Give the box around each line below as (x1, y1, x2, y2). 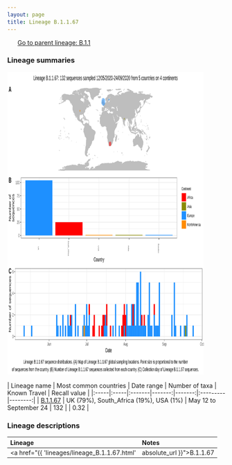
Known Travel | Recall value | (7, 388, 90, 397)
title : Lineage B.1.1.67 (7, 18, 79, 26)
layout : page (7, 11, 45, 18)
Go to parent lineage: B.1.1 (17, 38, 91, 46)
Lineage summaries (7, 55, 75, 65)
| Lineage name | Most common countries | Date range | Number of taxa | (7, 381, 217, 390)
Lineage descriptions (7, 421, 80, 430)
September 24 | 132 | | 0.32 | (7, 403, 89, 412)
